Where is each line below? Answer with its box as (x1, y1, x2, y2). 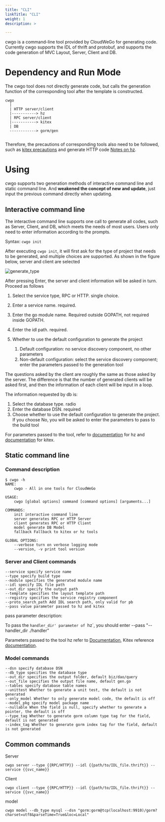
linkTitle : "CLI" (5, 12, 41, 17)
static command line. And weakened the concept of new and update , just (5, 186, 156, 192)
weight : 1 (5, 16, 26, 21)
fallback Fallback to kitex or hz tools (14, 529, 98, 534)
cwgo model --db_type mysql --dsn (5, 808, 76, 813)
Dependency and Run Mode (5, 67, 121, 78)
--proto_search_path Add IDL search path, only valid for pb (5, 600, 133, 605)
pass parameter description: (5, 613, 63, 618)
